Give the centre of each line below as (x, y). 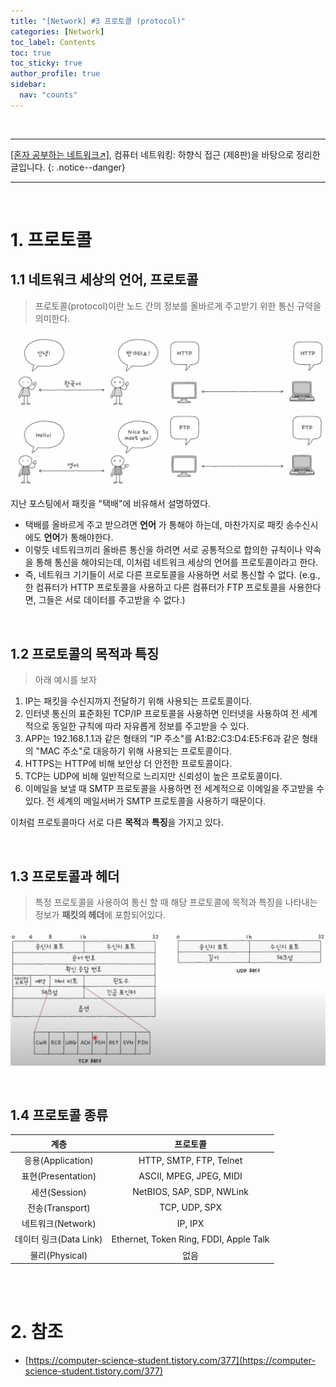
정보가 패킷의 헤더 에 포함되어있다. (100, 914)
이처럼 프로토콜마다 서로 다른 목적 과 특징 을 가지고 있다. (117, 822)
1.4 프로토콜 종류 (59, 1115)
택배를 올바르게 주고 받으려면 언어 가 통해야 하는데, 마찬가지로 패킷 (154, 525)
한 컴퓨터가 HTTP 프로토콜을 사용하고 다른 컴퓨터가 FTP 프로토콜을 (155, 587)
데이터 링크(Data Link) (58, 1239)
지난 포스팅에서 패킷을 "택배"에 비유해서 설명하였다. (111, 504)
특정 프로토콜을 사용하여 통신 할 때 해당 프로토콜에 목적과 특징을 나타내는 (176, 902)
